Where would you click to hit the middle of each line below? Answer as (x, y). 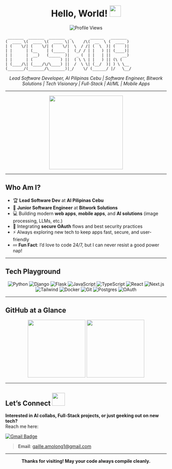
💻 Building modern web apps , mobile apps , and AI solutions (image (85, 213)
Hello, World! (79, 14)
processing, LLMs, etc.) (38, 221)
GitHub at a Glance (36, 310)
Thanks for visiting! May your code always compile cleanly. (86, 461)
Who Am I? (23, 188)
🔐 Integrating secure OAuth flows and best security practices (78, 226)
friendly (21, 239)
